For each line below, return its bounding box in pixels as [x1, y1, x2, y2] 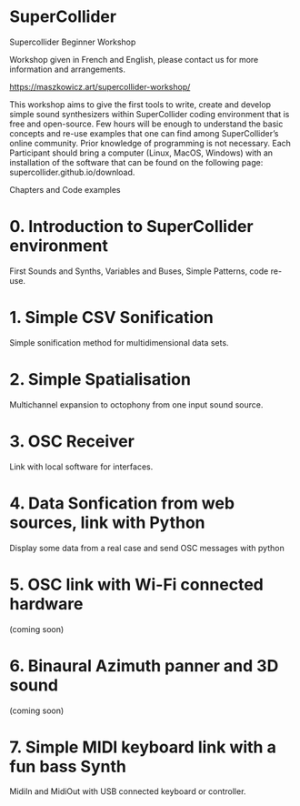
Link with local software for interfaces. [9, 461, 154, 472]
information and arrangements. [9, 64, 125, 75]
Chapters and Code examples [9, 184, 121, 195]
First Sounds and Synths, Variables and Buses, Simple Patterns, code [9, 266, 269, 277]
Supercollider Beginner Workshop [9, 36, 136, 47]
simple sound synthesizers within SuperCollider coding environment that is [9, 108, 290, 119]
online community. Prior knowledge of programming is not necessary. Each [9, 137, 291, 148]
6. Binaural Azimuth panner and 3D [9, 655, 279, 676]
